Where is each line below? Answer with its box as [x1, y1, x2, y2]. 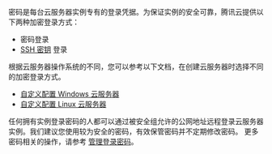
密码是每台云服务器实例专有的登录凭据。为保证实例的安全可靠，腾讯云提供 [8, 7, 257, 16]
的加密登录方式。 [8, 72, 66, 81]
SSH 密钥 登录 [19, 45, 68, 54]
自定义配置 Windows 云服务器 [19, 89, 120, 99]
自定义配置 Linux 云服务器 [19, 100, 107, 109]
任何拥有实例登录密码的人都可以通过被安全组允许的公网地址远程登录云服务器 [8, 117, 264, 126]
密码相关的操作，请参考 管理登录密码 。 [8, 137, 138, 146]
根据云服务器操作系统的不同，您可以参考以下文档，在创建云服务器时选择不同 [8, 62, 264, 71]
